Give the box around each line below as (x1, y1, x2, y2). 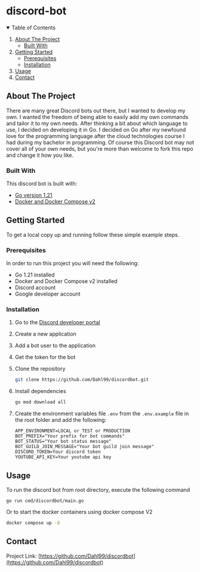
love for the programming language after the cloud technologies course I (6, 132, 185, 139)
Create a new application (14, 330, 76, 337)
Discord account (14, 284, 56, 291)
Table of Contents (11, 24, 56, 31)
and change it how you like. (6, 151, 74, 159)
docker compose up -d (6, 520, 60, 526)
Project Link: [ (6, 552, 41, 559)
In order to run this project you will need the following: (6, 260, 139, 267)
